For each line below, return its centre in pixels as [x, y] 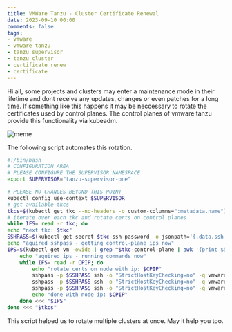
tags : [15, 33]
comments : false [30, 26]
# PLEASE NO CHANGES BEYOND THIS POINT [65, 192]
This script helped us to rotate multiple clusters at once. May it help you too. [115, 321]
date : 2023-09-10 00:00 [41, 20]
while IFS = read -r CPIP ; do [61, 262]
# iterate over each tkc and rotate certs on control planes [97, 218]
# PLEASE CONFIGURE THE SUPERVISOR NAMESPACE [74, 173]
